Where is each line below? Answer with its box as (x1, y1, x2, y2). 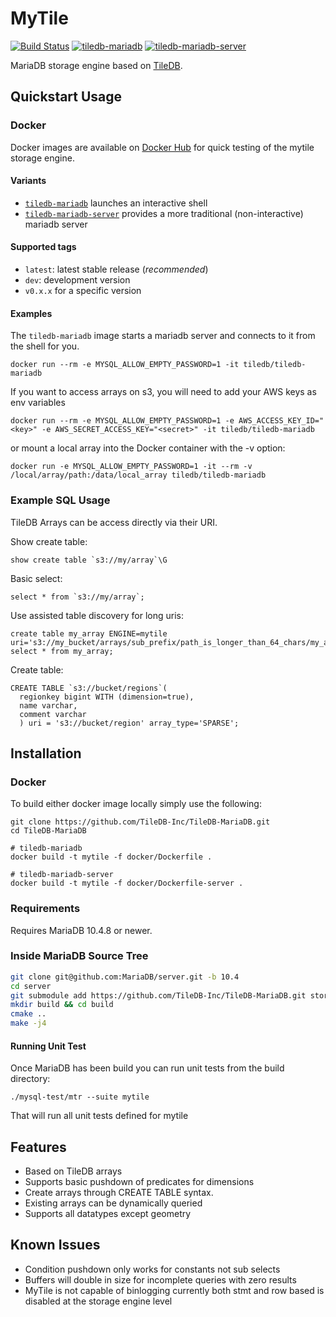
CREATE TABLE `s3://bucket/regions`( (10, 683, 168, 693)
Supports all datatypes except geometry (24, 1208, 192, 1220)
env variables (10, 397, 66, 409)
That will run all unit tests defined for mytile (10, 1110, 189, 1122)
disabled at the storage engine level (24, 1295, 173, 1307)
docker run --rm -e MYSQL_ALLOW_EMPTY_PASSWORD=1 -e (10, 416, 235, 426)
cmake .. (10, 1009, 47, 1019)
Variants (10, 175, 47, 187)
